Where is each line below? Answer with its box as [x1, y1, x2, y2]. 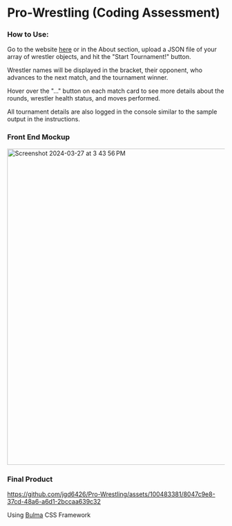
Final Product [7, 474, 53, 484]
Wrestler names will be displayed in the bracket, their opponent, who [7, 66, 202, 74]
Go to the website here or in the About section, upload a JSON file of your [7, 45, 217, 53]
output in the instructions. [7, 115, 81, 123]
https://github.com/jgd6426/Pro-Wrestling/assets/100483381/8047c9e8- [7, 490, 215, 498]
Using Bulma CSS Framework [7, 511, 91, 519]
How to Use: [7, 30, 49, 40]
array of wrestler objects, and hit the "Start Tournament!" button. [7, 53, 191, 61]
